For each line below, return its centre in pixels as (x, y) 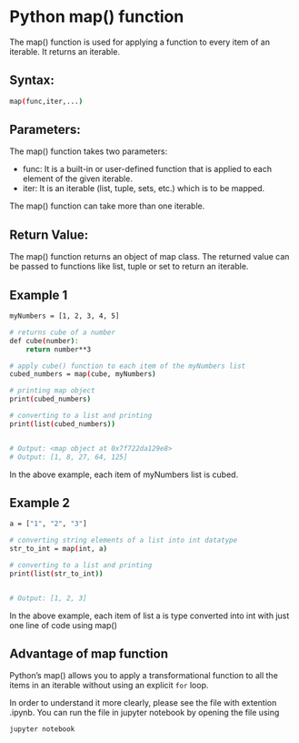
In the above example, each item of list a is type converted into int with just (149, 616)
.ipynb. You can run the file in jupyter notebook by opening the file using (145, 713)
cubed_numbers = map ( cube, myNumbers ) (83, 374)
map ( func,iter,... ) (46, 101)
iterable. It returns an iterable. (65, 51)
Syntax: (32, 81)
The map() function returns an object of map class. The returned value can (149, 257)
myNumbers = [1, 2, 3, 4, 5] (65, 316)
